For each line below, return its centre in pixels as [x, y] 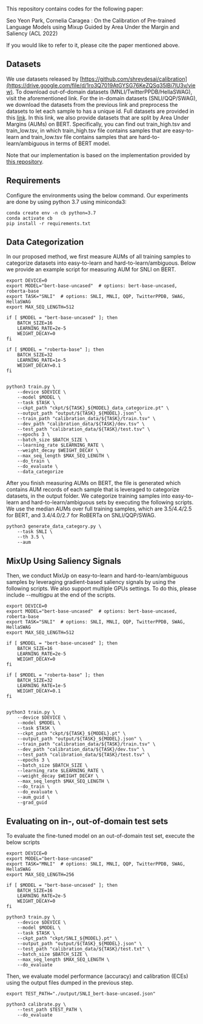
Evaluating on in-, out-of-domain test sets [87, 821]
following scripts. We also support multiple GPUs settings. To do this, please [101, 589]
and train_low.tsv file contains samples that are [79, 137]
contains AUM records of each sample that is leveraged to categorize [93, 490]
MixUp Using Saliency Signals [64, 561]
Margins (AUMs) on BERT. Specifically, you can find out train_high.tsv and [98, 124]
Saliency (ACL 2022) [32, 33]
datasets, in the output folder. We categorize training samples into [88, 496]
